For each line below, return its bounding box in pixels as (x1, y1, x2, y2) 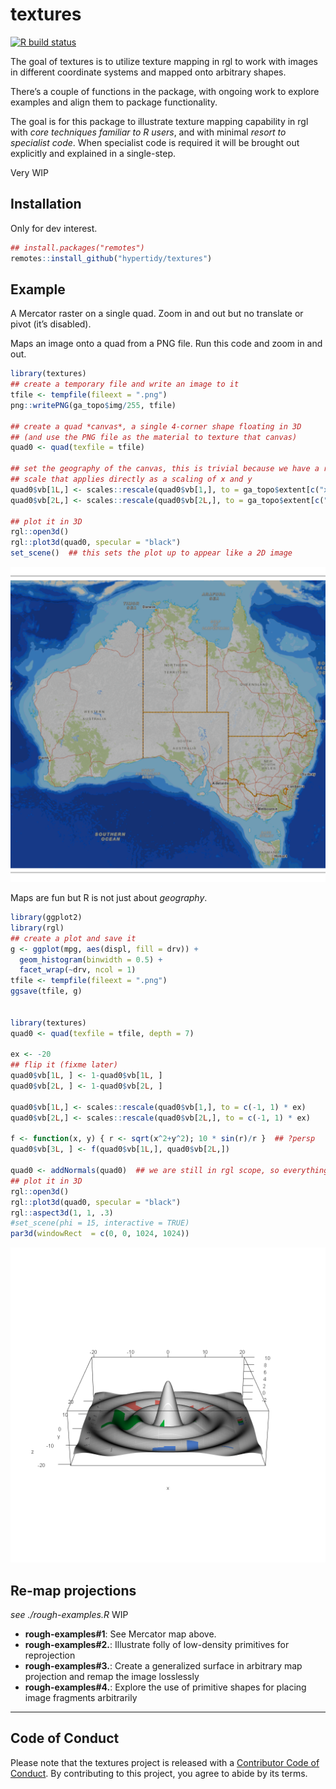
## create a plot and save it (10, 933, 137, 943)
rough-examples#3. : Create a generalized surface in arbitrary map (24, 1660, 303, 1672)
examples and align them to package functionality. (10, 96, 218, 108)
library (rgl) (10, 923, 65, 933)
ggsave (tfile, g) (10, 986, 83, 997)
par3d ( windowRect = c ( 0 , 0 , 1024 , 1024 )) (10, 1229, 190, 1239)
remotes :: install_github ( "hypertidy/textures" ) (10, 253, 213, 263)
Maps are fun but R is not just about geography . (10, 892, 208, 904)
